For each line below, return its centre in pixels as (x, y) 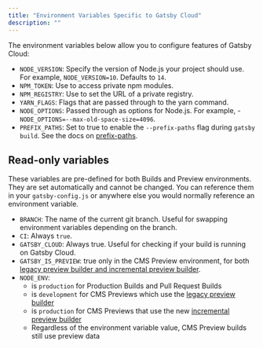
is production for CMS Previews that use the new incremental (130, 311)
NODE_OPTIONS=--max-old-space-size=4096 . (87, 119)
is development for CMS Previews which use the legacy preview (133, 295)
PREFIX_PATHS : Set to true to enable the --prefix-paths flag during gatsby (137, 127)
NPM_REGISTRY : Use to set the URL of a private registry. (106, 93)
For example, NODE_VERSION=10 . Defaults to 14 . (93, 77)
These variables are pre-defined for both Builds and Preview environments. (130, 179)
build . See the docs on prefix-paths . (79, 135)
